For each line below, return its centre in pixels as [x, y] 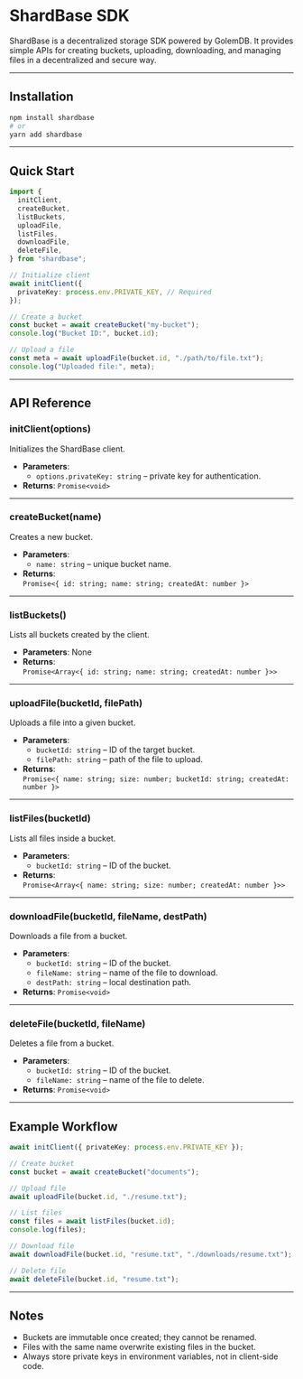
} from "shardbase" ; [48, 259]
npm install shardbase [52, 117]
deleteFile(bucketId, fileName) [78, 1023]
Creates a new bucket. [51, 536]
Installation [41, 97]
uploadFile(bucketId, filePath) [76, 703]
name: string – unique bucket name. [103, 564]
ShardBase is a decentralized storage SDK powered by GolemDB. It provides [151, 41]
